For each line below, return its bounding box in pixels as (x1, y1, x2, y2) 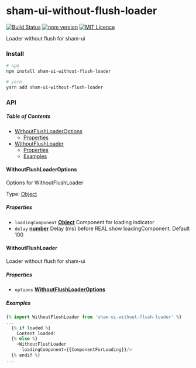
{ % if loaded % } (11, 325, 51, 331)
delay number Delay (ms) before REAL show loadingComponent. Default (14, 225, 190, 232)
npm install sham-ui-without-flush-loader (6, 69, 111, 75)
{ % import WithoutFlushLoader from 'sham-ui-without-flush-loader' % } (6, 314, 182, 320)
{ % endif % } (11, 352, 41, 359)
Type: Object (6, 190, 37, 197)
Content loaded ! (16, 330, 57, 336)
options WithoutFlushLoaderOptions (14, 286, 106, 293)
